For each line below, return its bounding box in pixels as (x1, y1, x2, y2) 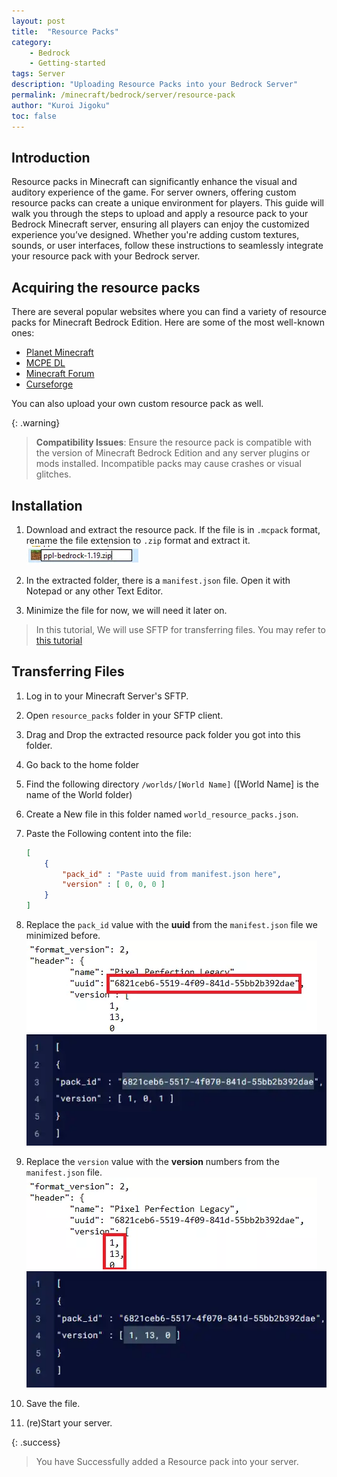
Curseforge (25, 378, 74, 390)
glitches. (35, 468, 72, 480)
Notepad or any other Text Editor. (25, 585, 164, 597)
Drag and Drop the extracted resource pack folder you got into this (25, 728, 301, 740)
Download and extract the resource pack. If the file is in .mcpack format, (25, 523, 321, 535)
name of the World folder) (25, 788, 133, 800)
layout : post (11, 16, 66, 26)
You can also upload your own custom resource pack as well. (11, 398, 264, 410)
